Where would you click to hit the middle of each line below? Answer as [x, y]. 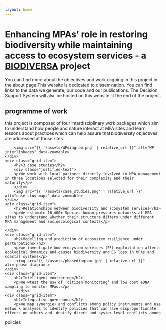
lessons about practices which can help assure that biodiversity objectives [81, 133]
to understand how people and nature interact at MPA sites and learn [75, 128]
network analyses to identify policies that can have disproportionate [81, 309]
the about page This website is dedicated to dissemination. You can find [79, 85]
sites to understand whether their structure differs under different [80, 217]
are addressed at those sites [34, 139]
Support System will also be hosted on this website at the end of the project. [83, 95]
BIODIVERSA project [48, 66]
